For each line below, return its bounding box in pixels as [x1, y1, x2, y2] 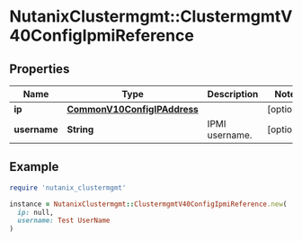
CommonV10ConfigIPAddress [67, 103, 200, 115]
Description [207, 88, 259, 100]
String [67, 123, 94, 136]
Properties [9, 61, 70, 76]
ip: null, [17, 208, 54, 217]
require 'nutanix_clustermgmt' [9, 183, 127, 192]
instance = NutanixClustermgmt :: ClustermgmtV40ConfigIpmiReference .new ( [9, 200, 288, 209]
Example [9, 159, 59, 174]
